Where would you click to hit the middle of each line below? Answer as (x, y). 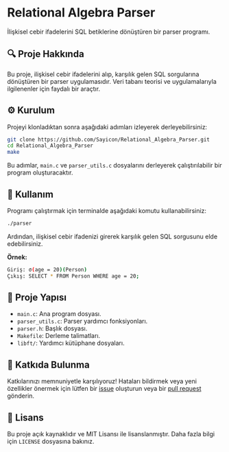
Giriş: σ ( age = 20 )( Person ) (47, 269)
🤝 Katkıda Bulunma (49, 364)
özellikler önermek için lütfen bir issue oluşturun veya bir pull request (104, 389)
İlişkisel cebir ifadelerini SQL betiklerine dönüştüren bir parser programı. (109, 32)
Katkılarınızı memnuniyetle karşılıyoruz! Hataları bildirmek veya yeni (102, 381)
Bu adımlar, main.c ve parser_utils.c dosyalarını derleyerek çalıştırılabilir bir (114, 166)
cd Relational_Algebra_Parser (50, 146)
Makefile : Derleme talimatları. (59, 336)
